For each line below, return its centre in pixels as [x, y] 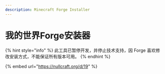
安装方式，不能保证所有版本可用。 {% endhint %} [60, 56]
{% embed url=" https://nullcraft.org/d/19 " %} [51, 66]
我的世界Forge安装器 [48, 36]
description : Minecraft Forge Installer [48, 10]
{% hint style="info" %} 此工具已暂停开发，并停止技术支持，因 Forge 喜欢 [81, 50]
